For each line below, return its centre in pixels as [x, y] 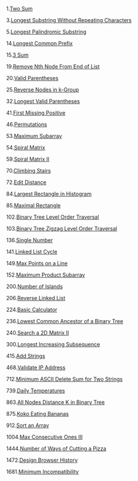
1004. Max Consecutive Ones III [45, 437]
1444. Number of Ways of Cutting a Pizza [56, 448]
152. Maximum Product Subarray [46, 275]
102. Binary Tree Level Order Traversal [53, 217]
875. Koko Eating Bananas [38, 414]
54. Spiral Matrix [26, 148]
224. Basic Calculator [32, 310]
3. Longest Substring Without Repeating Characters [69, 20]
